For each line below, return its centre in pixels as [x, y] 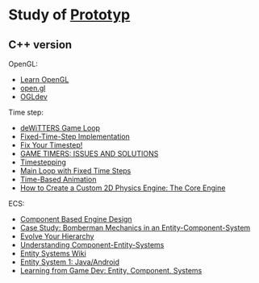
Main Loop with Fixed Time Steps [75, 171]
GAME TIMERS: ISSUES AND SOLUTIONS [89, 154]
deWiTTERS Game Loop [60, 128]
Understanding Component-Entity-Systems [92, 245]
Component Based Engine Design [76, 219]
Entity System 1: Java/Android [69, 262]
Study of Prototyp [69, 15]
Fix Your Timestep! [51, 145]
